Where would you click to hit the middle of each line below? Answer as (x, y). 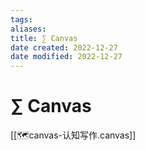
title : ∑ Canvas (44, 38)
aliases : (28, 29)
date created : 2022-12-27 (64, 47)
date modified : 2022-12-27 (66, 57)
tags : (21, 19)
